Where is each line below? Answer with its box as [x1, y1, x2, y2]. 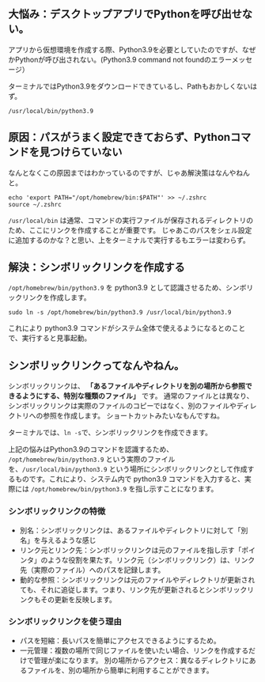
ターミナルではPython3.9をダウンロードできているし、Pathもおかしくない [8, 81, 251, 91]
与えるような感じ [40, 535, 97, 544]
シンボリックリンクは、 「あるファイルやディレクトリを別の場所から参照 [8, 381, 245, 391]
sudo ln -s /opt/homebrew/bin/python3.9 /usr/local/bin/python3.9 [8, 309, 232, 316]
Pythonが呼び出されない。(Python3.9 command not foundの [14, 55, 212, 64]
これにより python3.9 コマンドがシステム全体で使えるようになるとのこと [8, 324, 246, 333]
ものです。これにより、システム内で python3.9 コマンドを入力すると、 [14, 474, 245, 484]
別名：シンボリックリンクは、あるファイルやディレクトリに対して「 [19, 525, 241, 535]
